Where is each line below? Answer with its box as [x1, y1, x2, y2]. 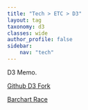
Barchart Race [7, 95, 49, 103]
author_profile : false [7, 36, 73, 43]
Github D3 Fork [7, 81, 51, 90]
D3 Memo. [7, 68, 37, 77]
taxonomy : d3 [7, 23, 45, 30]
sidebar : [7, 42, 33, 49]
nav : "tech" [19, 49, 54, 56]
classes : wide [7, 29, 49, 37]
